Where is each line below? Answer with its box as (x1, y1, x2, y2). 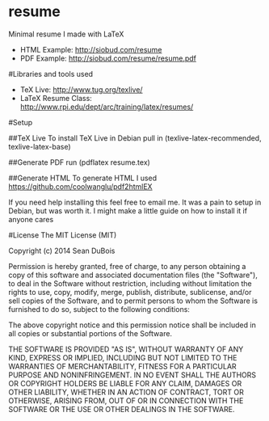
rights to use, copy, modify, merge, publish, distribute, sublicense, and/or (8, 287, 252, 297)
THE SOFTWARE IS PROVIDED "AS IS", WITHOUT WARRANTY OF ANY (8, 344, 244, 354)
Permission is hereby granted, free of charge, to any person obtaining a (8, 261, 246, 271)
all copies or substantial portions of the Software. (8, 328, 172, 338)
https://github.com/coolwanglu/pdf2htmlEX (8, 181, 153, 192)
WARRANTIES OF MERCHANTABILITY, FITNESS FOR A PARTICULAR (8, 361, 237, 371)
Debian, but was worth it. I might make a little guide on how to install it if (8, 205, 248, 216)
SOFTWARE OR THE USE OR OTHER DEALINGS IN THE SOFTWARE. (8, 404, 235, 414)
